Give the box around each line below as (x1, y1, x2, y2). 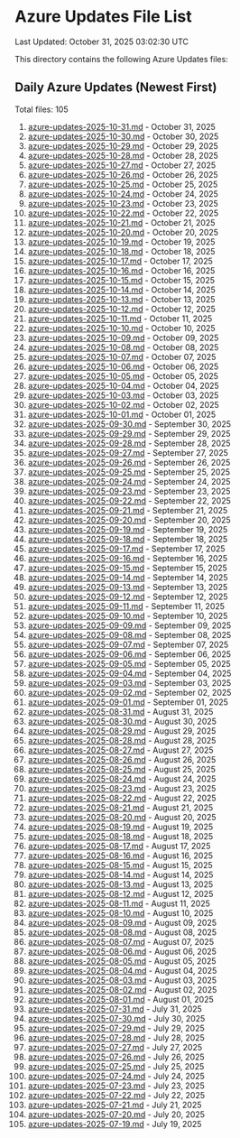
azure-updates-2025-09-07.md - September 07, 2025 (27, 639, 229, 650)
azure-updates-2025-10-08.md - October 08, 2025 (27, 341, 219, 353)
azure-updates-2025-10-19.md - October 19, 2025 (27, 236, 216, 247)
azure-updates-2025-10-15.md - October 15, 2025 (27, 274, 216, 285)
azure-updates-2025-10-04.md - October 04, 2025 (27, 380, 219, 391)
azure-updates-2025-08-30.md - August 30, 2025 (27, 716, 217, 726)
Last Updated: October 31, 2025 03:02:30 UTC (14, 36, 189, 47)
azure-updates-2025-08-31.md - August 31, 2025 (27, 706, 214, 717)
